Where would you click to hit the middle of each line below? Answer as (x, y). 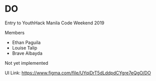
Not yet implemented (27, 63)
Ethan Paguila (26, 42)
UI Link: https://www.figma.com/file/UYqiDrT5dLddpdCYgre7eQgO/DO (78, 73)
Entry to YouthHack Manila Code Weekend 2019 (55, 23)
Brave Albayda (27, 53)
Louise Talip (24, 48)
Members (15, 32)
